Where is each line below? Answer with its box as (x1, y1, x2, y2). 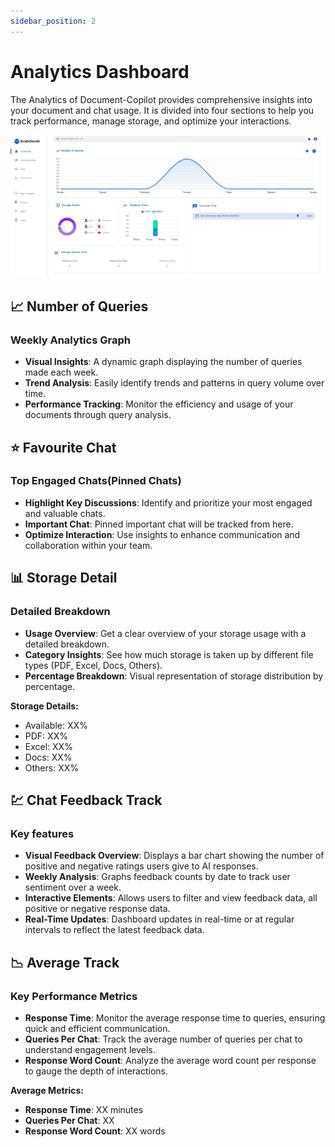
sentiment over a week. (24, 881, 122, 894)
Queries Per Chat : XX (24, 1114, 115, 1126)
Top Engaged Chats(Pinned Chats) (10, 474, 182, 488)
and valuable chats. (24, 507, 106, 519)
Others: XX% (24, 761, 79, 774)
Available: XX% (24, 719, 88, 731)
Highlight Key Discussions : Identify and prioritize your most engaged (24, 496, 313, 509)
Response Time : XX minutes (24, 1103, 144, 1115)
